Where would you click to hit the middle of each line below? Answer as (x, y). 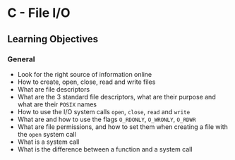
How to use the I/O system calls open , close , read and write (104, 111)
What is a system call (48, 142)
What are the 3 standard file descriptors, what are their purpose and (117, 97)
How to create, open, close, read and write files (86, 82)
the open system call (47, 134)
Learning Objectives (53, 39)
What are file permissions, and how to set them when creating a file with (122, 127)
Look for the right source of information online (85, 74)
